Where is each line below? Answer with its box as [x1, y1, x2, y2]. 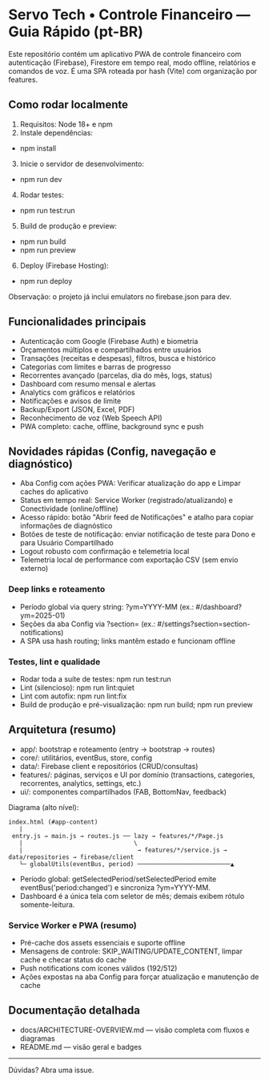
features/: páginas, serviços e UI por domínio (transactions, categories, [19, 770, 255, 779]
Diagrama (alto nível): [8, 802, 79, 812]
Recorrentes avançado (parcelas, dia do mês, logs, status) [19, 370, 213, 380]
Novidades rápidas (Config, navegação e [8, 444, 216, 458]
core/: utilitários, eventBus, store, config [19, 752, 153, 763]
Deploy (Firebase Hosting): [19, 261, 110, 270]
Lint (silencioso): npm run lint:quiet [19, 682, 134, 692]
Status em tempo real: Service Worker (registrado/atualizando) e [19, 496, 234, 505]
